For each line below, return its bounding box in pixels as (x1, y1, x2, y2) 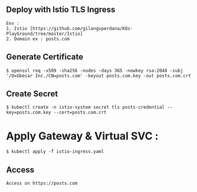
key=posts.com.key (6, 109, 51, 116)
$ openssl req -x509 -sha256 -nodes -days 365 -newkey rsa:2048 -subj (6, 67, 183, 73)
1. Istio (6, 25, 28, 31)
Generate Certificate (6, 52, 84, 62)
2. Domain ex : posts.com (6, 35, 70, 42)
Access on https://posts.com (6, 180, 78, 187)
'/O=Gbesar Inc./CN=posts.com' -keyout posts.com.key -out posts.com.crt (6, 73, 192, 79)
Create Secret (6, 89, 58, 99)
